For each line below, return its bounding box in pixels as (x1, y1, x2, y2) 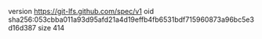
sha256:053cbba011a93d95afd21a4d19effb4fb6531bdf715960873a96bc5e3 (8, 15, 255, 24)
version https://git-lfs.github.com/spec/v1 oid (8, 7, 155, 16)
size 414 (38, 23, 65, 32)
